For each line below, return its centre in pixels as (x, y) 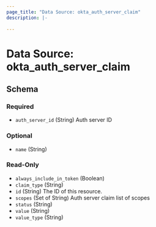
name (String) (31, 149)
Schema (22, 89)
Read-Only (23, 165)
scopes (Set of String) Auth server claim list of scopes (82, 198)
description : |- (27, 18)
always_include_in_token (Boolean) (60, 178)
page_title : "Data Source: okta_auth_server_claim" (73, 12)
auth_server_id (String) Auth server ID (63, 120)
